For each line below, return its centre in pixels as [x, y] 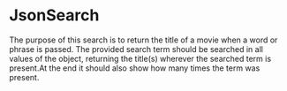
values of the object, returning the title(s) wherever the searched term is [140, 58]
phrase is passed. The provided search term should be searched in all [136, 49]
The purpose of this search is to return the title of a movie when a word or [143, 40]
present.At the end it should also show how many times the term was [135, 68]
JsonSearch [54, 15]
